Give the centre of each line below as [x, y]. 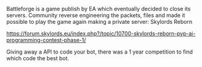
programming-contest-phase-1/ [46, 40]
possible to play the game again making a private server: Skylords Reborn [99, 22]
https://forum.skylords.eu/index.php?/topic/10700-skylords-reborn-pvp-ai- [101, 33]
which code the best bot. [38, 58]
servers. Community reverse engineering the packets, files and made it [96, 15]
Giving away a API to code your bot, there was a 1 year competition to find [99, 52]
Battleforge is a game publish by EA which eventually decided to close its [99, 9]
